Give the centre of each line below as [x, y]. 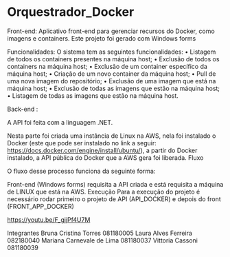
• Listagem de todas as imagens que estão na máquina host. [93, 95]
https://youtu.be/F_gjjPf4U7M [49, 219]
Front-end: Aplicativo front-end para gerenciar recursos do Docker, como [111, 31]
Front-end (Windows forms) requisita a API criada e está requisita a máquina [115, 184]
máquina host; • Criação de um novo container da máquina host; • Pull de [112, 74]
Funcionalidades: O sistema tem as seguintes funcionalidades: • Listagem [112, 52]
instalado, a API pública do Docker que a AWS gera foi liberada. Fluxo [105, 157]
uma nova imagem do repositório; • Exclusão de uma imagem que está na [112, 81]
